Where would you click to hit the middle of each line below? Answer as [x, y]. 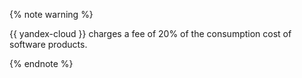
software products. [48, 44]
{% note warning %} [51, 14]
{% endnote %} [41, 63]
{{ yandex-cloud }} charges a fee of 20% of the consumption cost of [150, 33]
